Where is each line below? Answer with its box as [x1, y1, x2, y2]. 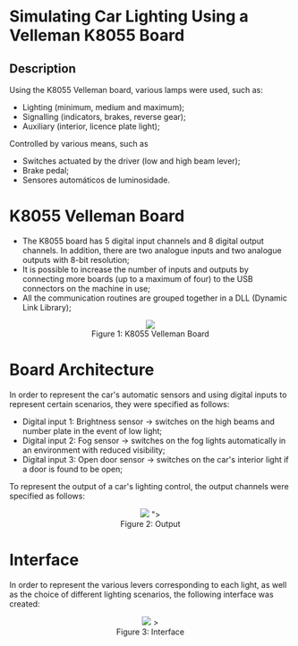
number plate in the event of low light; [21, 425, 163, 436]
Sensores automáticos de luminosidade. [21, 174, 170, 185]
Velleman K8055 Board [9, 25, 185, 46]
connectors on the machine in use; [21, 283, 150, 293]
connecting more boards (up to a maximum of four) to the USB [21, 273, 253, 284]
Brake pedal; [21, 166, 70, 175]
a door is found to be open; [21, 463, 123, 474]
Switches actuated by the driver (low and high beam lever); [21, 156, 241, 166]
